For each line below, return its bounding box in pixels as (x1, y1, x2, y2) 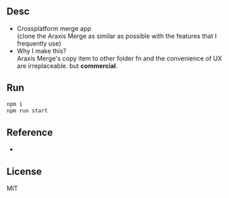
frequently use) (16, 39, 62, 48)
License (6, 165, 42, 178)
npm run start (6, 107, 48, 114)
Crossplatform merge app (16, 24, 92, 32)
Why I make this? (16, 46, 67, 55)
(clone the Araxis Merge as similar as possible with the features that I (16, 32, 217, 40)
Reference (6, 126, 53, 138)
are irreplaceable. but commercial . (16, 61, 118, 70)
